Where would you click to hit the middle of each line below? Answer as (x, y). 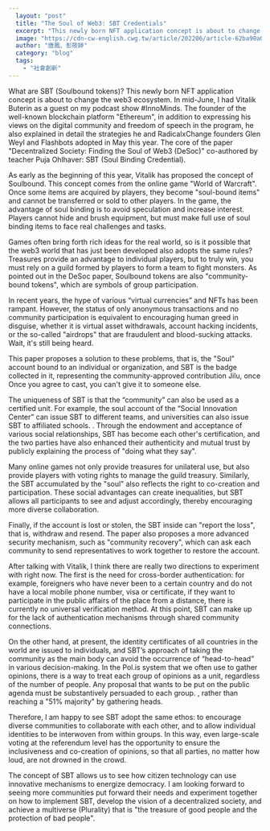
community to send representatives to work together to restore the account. (134, 550)
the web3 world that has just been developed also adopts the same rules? (131, 250)
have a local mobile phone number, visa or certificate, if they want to (122, 591)
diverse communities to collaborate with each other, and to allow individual (132, 726)
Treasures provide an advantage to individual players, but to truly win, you (131, 259)
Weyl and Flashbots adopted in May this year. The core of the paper (121, 142)
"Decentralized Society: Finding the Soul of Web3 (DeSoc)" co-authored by (133, 150)
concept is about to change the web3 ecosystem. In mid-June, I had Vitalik (132, 99)
